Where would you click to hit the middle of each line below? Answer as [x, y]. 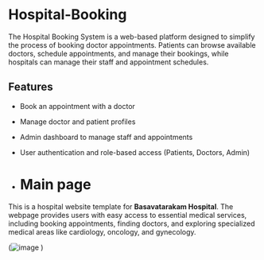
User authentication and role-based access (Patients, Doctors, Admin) [135, 152]
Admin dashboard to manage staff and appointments [106, 137]
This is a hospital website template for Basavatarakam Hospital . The [121, 206]
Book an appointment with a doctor [77, 106]
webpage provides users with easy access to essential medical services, [128, 215]
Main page [55, 184]
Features [31, 87]
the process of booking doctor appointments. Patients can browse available [132, 45]
